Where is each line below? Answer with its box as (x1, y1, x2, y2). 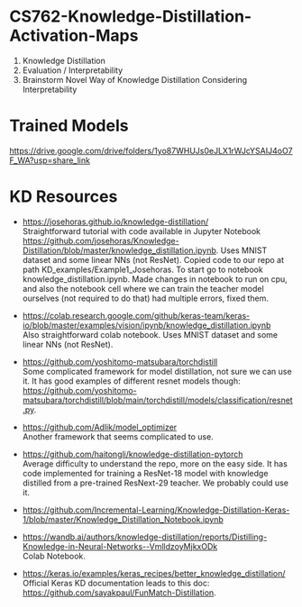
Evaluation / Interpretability (22, 65, 124, 76)
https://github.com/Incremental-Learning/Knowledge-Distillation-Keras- (22, 504, 290, 515)
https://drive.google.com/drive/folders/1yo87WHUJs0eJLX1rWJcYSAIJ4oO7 (9, 145, 293, 156)
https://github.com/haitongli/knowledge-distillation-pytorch (22, 448, 243, 459)
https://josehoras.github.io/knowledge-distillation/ (22, 216, 209, 227)
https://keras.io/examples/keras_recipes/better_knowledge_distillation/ (22, 567, 286, 578)
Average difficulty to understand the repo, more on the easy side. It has (22, 458, 288, 469)
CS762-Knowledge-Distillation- (9, 6, 252, 27)
